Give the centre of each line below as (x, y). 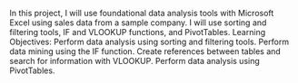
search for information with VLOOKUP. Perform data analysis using (135, 61)
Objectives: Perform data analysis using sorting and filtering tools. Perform (149, 41)
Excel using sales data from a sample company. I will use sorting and (138, 23)
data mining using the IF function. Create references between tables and (145, 51)
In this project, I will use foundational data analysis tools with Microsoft (142, 13)
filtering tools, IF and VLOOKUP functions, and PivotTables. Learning (138, 32)
